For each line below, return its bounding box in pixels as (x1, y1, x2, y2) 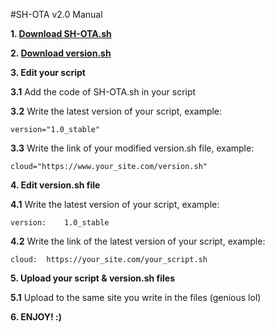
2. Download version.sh (10, 47, 112, 59)
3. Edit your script (10, 67, 86, 78)
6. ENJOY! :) (10, 311, 63, 323)
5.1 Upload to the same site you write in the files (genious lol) (10, 292, 262, 303)
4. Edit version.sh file (10, 179, 101, 191)
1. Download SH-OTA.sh (10, 28, 112, 39)
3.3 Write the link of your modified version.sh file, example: (10, 142, 255, 154)
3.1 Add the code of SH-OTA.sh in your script (10, 86, 197, 98)
